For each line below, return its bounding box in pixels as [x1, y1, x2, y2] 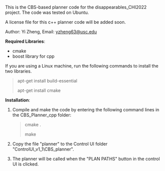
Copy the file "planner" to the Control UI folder [12, 141, 108, 147]
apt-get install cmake [17, 87, 61, 93]
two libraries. [5, 68, 32, 74]
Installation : [5, 97, 30, 103]
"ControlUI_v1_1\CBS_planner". [12, 146, 75, 152]
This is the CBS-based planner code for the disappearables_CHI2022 [5, 4, 147, 10]
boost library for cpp [12, 53, 55, 59]
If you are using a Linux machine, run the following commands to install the [5, 63, 159, 69]
